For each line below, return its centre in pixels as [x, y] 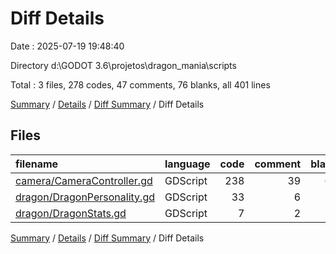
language [187, 164]
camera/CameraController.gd [84, 180]
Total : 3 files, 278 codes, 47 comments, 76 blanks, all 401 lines [140, 84]
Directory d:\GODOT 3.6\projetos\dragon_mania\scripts [123, 65]
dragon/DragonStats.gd [71, 213]
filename [37, 164]
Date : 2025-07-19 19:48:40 [67, 46]
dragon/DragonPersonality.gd [85, 197]
